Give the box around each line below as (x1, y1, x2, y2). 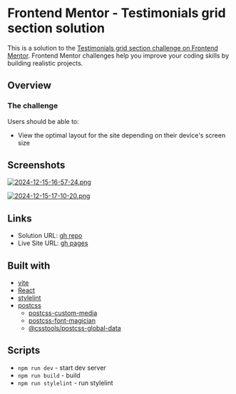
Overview (7, 80, 52, 92)
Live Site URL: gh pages (17, 239, 88, 247)
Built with (7, 259, 51, 271)
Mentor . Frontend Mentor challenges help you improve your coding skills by (7, 51, 230, 60)
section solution (7, 20, 106, 36)
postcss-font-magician (28, 316, 96, 325)
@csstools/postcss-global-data (28, 324, 121, 333)
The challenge (7, 101, 58, 111)
